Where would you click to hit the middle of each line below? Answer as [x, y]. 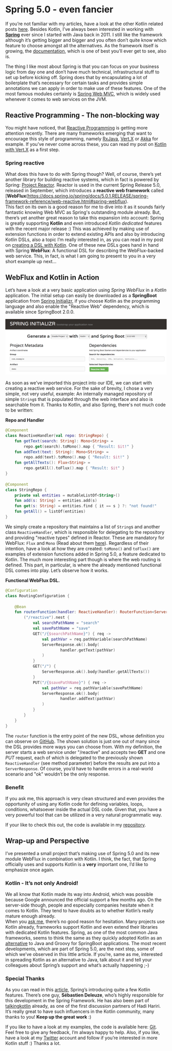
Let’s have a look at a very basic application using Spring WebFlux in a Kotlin [86, 290]
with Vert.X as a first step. [33, 150]
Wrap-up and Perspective [47, 841]
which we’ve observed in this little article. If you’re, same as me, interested [84, 954]
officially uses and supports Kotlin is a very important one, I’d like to [77, 864]
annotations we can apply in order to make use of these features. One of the [86, 88]
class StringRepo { [26, 490]
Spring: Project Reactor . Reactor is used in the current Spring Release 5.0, [83, 185]
